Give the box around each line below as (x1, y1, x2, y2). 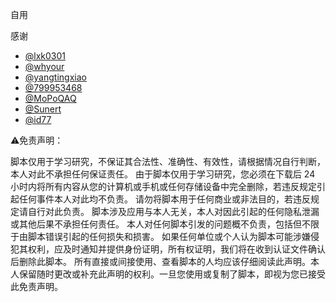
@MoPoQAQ (24, 93, 77, 104)
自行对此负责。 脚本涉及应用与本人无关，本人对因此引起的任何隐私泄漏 (27, 206, 320, 217)
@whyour (24, 61, 65, 72)
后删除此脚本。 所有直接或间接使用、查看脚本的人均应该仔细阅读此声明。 (10, 256, 311, 267)
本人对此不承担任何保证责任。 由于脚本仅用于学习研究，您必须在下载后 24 (10, 168, 316, 180)
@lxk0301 (24, 50, 67, 62)
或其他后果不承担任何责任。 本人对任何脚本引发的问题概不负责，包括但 (10, 218, 302, 230)
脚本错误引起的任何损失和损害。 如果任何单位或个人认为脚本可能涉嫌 (27, 231, 311, 242)
